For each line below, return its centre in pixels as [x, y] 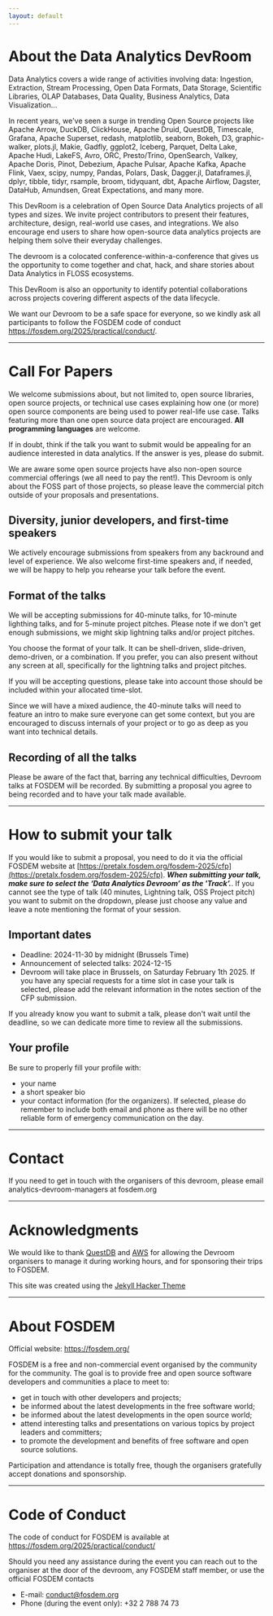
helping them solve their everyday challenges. [85, 240]
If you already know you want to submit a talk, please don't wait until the [129, 1013]
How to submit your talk [91, 835]
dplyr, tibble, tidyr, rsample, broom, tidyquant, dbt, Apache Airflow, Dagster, [135, 181]
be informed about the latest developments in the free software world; [138, 1407]
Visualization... [33, 105]
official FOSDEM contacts [52, 1579]
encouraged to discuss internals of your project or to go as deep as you [128, 723]
